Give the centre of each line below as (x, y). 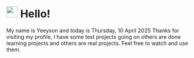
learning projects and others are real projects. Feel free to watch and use (97, 43)
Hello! (35, 14)
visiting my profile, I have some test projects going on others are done (94, 36)
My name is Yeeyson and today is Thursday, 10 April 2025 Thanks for (93, 30)
